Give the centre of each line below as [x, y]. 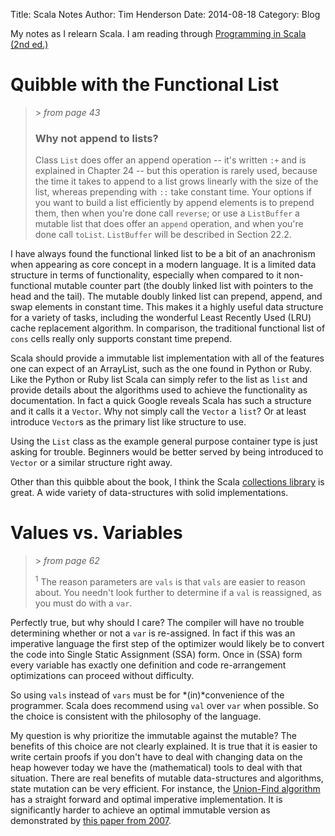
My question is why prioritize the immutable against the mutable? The [154, 735]
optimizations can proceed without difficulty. [102, 675]
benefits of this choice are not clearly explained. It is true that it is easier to [164, 746]
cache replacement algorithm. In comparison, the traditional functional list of [168, 328]
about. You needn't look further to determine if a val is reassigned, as [178, 592]
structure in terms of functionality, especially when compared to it [146, 275]
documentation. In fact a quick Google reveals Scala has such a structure [161, 401]
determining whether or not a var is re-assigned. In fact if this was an [153, 633]
